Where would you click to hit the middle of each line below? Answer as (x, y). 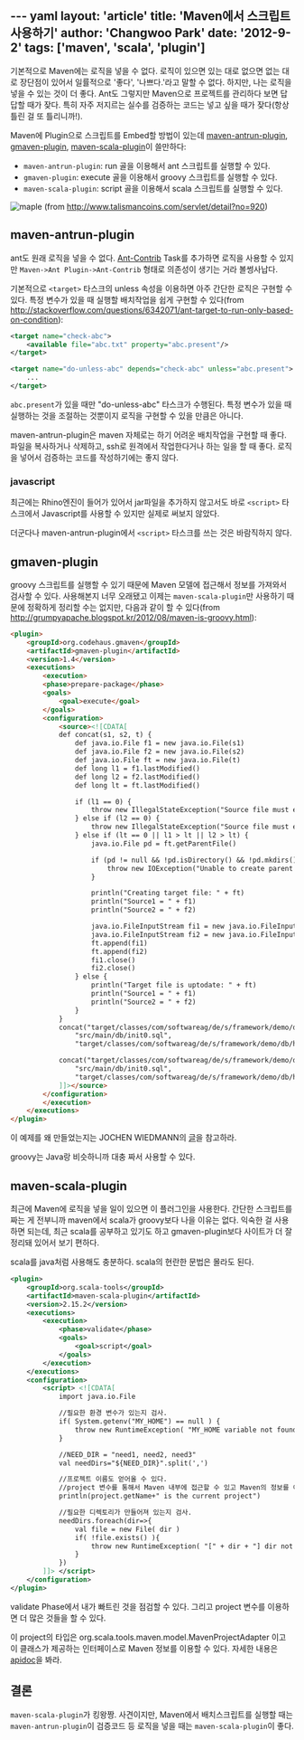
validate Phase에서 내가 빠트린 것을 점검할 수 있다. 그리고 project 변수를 (138, 1606)
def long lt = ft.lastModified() (138, 785)
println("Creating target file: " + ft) (168, 894)
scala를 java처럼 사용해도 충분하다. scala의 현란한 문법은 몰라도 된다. (132, 1262)
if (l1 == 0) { (103, 802)
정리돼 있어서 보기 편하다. (55, 1243)
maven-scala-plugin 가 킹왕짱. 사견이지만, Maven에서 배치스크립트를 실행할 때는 (152, 1714)
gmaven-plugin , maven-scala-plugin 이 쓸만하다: (98, 147)
